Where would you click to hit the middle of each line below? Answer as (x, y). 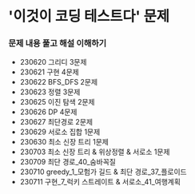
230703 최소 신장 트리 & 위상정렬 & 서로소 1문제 (95, 152)
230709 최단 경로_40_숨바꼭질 (68, 162)
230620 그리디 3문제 (53, 62)
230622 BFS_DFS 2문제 (59, 82)
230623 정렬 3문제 (50, 92)
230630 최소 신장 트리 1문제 (64, 142)
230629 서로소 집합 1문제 (60, 132)
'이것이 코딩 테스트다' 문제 (89, 16)
